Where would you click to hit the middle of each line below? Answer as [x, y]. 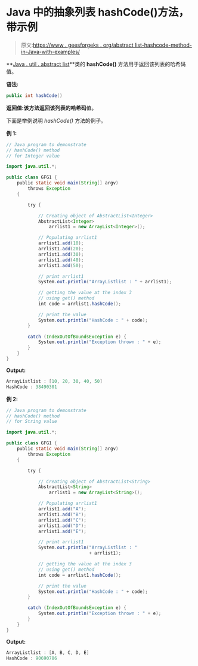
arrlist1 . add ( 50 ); [61, 265]
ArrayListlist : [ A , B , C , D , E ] [48, 653]
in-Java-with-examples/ [50, 52]
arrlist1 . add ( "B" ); [62, 514]
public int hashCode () [34, 96]
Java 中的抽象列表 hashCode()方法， [98, 12]
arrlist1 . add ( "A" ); [62, 509]
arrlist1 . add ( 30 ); [61, 254]
